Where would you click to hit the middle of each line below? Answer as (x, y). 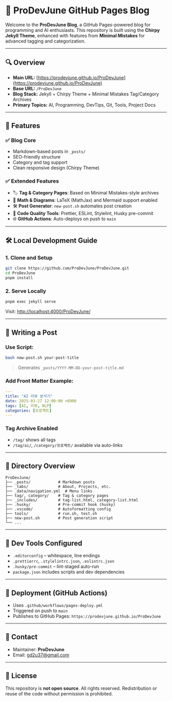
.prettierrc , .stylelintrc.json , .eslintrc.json (63, 561)
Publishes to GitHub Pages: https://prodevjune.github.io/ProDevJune (87, 616)
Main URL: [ (25, 77)
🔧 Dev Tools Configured (44, 543)
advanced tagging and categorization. (46, 41)
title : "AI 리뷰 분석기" (29, 396)
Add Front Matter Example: (39, 381)
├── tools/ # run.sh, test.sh (51, 514)
